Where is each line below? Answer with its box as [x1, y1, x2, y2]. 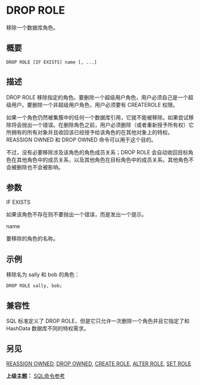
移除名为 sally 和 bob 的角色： [6, 271, 80, 278]
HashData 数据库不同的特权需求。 [6, 325, 89, 332]
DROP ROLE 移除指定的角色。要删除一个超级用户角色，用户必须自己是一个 [6, 93, 189, 101]
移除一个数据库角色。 [6, 24, 58, 31]
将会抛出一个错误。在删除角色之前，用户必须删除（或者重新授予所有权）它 [11, 121, 194, 128]
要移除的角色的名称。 [6, 235, 58, 242]
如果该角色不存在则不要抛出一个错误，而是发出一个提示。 [6, 211, 147, 218]
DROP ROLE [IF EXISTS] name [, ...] [6, 59, 97, 65]
